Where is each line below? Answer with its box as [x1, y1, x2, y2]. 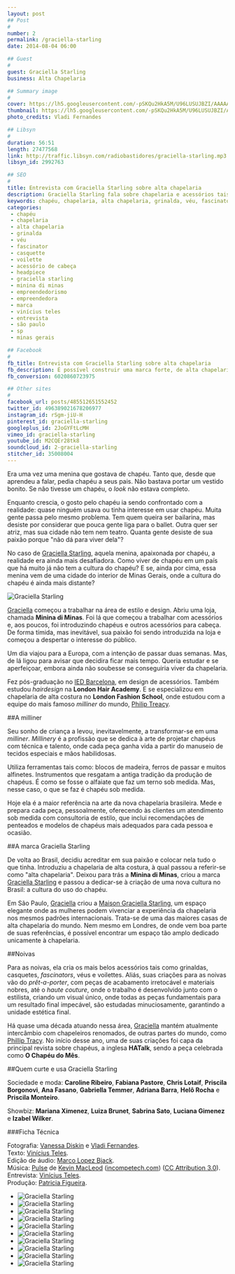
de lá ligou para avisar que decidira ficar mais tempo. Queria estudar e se [7, 656, 219, 665]
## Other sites [7, 386, 52, 393]
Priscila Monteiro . [7, 1093, 60, 1101]
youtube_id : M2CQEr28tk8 [7, 437, 80, 444]
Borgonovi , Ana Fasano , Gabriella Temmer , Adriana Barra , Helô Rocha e [7, 1086, 220, 1094]
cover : [7, 101, 27, 108]
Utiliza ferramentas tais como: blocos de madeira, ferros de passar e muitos [7, 762, 226, 771]
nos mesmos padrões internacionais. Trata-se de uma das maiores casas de [7, 913, 227, 922]
